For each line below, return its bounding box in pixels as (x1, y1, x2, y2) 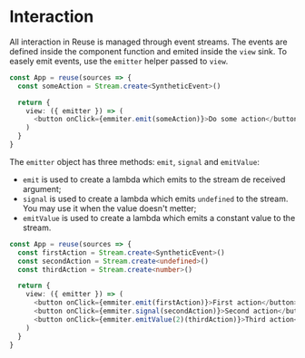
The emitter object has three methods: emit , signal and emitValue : (9, 156, 261, 167)
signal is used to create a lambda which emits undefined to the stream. (22, 193, 289, 204)
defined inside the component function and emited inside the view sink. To (9, 45, 288, 56)
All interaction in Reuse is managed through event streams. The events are (9, 36, 288, 47)
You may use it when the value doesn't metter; (22, 202, 197, 214)
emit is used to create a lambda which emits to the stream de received (22, 174, 286, 185)
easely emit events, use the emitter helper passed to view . (9, 55, 229, 66)
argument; (22, 183, 62, 194)
